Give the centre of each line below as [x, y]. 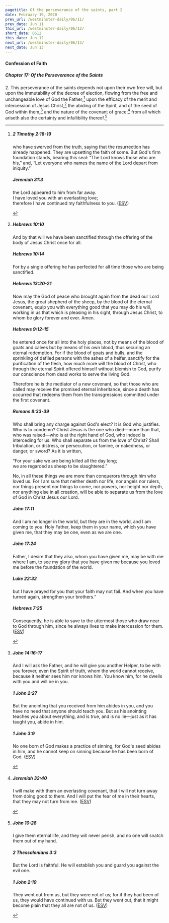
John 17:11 [23, 509]
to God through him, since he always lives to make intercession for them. [88, 626]
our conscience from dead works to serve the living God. [71, 374]
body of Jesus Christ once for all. [47, 242]
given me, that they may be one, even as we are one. [67, 532]
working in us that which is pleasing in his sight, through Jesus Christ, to [88, 312]
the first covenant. [31, 400]
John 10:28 [24, 823]
